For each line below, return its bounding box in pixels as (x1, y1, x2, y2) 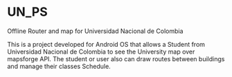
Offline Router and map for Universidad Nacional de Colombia (7, 27, 184, 35)
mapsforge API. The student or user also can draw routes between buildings (7, 54, 225, 63)
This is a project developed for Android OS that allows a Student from (7, 40, 206, 48)
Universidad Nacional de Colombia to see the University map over (7, 47, 195, 56)
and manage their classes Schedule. (7, 62, 111, 70)
